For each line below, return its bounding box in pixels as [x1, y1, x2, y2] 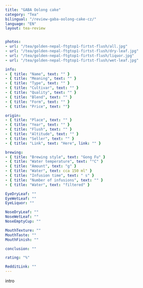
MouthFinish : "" [5, 237, 39, 242]
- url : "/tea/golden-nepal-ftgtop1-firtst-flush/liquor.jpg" [5, 53, 135, 58]
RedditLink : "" [5, 264, 37, 270]
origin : [5, 113, 21, 118]
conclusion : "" [5, 246, 37, 251]
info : [5, 67, 16, 72]
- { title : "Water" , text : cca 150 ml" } [5, 168, 92, 174]
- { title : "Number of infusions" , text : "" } [5, 178, 103, 183]
